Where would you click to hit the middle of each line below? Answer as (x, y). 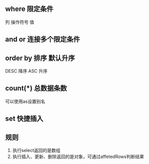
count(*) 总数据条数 (36, 89)
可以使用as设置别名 (25, 101)
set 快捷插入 (24, 119)
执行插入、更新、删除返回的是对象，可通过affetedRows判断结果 (78, 156)
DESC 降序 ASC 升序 (26, 71)
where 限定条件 (29, 9)
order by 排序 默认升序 (40, 58)
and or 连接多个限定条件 (43, 39)
